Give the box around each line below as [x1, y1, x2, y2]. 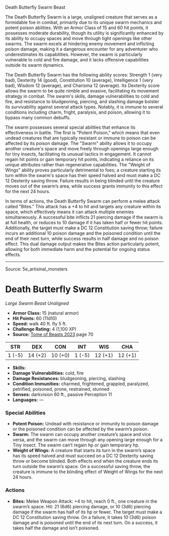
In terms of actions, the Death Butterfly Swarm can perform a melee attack [5, 198, 160, 204]
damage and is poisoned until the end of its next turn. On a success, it [12, 519, 158, 525]
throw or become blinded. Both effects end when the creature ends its [12, 458, 158, 464]
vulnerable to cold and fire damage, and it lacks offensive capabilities [5, 57, 149, 62]
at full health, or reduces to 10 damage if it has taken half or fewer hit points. [5, 220, 163, 225]
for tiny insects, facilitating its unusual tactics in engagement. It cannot [5, 151, 152, 157]
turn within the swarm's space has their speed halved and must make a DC [5, 172, 161, 178]
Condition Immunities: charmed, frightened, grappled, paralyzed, [12, 381, 149, 387]
